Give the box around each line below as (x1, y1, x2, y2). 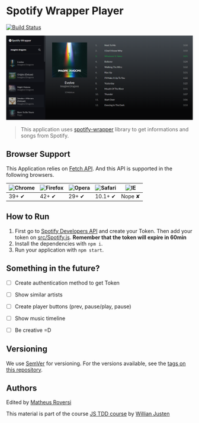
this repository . (6, 366, 43, 373)
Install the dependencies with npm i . (14, 240, 103, 247)
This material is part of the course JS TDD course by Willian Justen (6, 410, 170, 418)
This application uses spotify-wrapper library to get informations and (20, 125, 189, 133)
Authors (6, 383, 37, 393)
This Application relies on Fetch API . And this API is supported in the (6, 164, 173, 172)
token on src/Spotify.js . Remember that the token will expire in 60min (14, 234, 187, 241)
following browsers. (6, 171, 54, 178)
